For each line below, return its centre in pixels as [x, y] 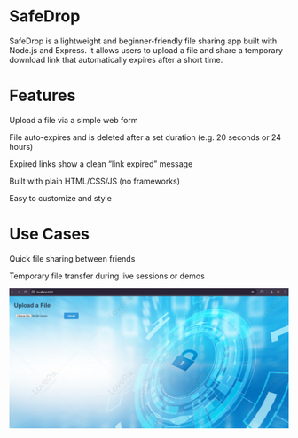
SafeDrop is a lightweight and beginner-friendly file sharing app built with [143, 41]
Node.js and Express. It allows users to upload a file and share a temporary [146, 50]
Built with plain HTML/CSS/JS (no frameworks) [94, 181]
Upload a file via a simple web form [74, 120]
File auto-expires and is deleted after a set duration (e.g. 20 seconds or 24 [145, 137]
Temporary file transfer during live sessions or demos [107, 276]
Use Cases [50, 235]
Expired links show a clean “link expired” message [101, 164]
